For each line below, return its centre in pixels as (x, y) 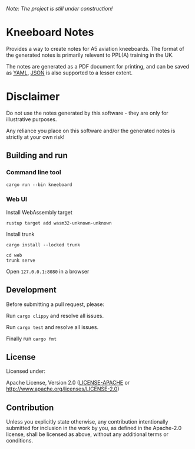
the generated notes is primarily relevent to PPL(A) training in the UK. (90, 55)
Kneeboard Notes (50, 32)
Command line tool (34, 173)
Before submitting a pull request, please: (55, 304)
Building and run (37, 156)
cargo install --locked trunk (43, 245)
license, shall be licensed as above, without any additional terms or (87, 434)
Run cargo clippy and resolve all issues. (55, 315)
